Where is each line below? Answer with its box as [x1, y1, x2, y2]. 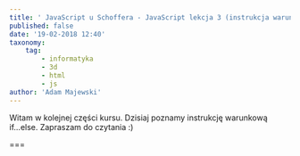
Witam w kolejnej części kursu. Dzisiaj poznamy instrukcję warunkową [9, 112, 268, 123]
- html [41, 71, 66, 80]
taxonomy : [9, 37, 46, 47]
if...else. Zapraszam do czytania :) [9, 121, 134, 132]
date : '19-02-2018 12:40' [9, 29, 105, 38]
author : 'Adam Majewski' [9, 87, 102, 96]
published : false [9, 21, 74, 30]
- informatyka [41, 54, 94, 63]
